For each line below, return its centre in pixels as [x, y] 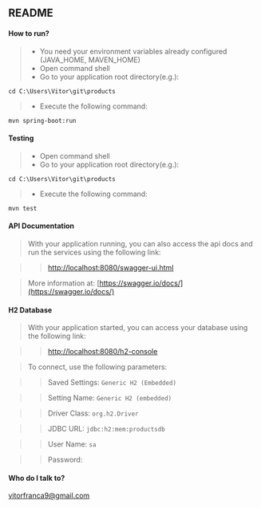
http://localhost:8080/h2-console [103, 352]
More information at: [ [63, 283]
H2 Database [30, 309]
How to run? [29, 33]
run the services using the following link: [94, 252]
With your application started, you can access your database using [138, 328]
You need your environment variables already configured [133, 51]
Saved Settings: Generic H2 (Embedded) [112, 383]
